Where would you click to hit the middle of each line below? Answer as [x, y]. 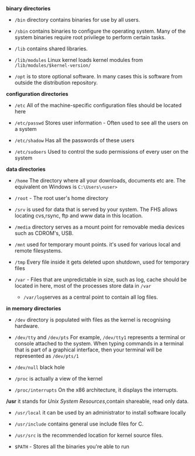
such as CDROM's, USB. [44, 233]
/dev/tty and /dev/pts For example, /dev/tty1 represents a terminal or [100, 337]
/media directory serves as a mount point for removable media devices [100, 227]
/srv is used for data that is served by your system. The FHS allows [96, 209]
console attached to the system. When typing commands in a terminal [99, 343]
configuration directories [37, 94]
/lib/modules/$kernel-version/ [53, 65]
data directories [26, 169]
